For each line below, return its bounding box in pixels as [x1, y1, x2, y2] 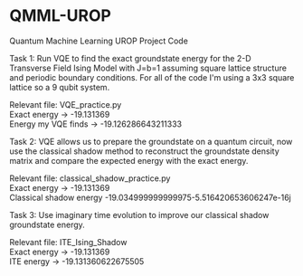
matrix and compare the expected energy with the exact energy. [9, 155, 249, 166]
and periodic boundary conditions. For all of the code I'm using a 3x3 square [9, 71, 295, 82]
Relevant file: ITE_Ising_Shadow [9, 236, 128, 247]
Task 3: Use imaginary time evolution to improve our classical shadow [9, 209, 270, 220]
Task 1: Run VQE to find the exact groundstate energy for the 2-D [9, 52, 251, 63]
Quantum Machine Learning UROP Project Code [9, 35, 188, 46]
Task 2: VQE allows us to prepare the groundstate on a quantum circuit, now [9, 136, 293, 147]
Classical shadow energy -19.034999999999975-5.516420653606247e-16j [9, 192, 292, 203]
